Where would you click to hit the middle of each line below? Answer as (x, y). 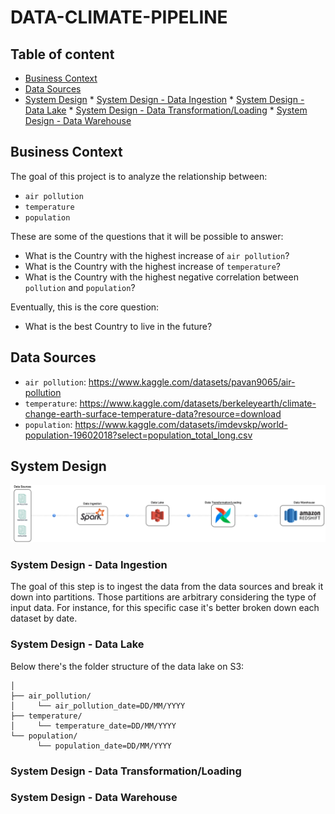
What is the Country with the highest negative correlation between (161, 277)
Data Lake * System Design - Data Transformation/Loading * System (166, 110)
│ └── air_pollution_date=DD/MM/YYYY (98, 706)
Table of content (62, 54)
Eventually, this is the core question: (85, 307)
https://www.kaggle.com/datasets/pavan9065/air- (192, 382)
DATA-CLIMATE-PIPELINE (119, 17)
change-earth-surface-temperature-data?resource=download (153, 413)
